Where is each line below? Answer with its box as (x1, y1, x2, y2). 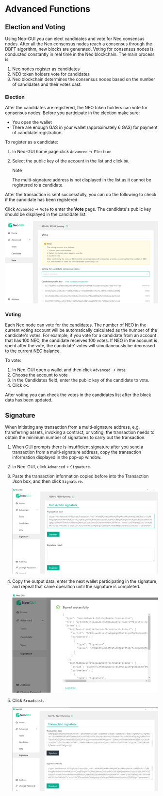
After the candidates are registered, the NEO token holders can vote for (5, 105, 148, 111)
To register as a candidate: (5, 139, 58, 145)
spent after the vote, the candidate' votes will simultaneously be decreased (5, 343, 155, 349)
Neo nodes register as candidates (12, 66, 80, 72)
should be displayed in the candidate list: (5, 211, 87, 218)
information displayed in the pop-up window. (12, 455, 102, 460)
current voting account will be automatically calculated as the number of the (5, 327, 158, 333)
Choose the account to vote (12, 372, 68, 378)
